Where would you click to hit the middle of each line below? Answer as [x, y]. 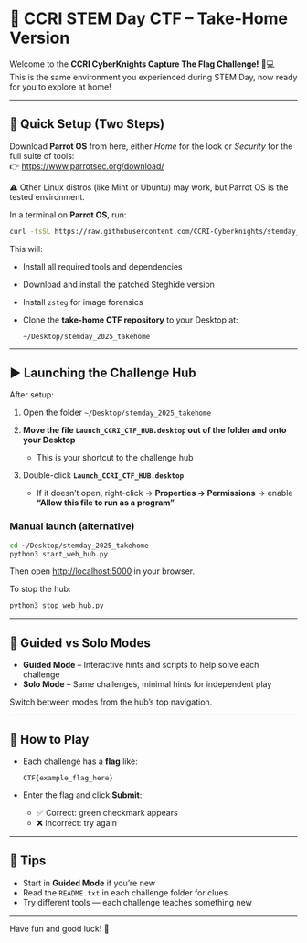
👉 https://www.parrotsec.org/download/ [87, 166]
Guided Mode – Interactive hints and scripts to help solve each [141, 665]
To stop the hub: [40, 589]
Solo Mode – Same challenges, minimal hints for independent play [147, 684]
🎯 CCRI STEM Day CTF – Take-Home [149, 19]
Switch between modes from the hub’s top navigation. [111, 702]
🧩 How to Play [49, 739]
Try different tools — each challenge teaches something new [138, 902]
